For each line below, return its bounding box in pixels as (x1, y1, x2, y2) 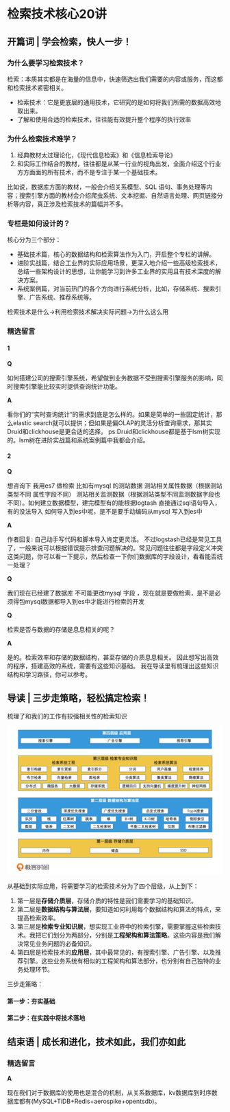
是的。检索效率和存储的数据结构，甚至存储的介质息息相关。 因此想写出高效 (7, 653, 219, 661)
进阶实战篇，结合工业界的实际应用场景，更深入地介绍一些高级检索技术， (16, 259, 221, 267)
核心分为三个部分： (7, 236, 62, 244)
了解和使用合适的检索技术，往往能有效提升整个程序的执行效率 (16, 115, 192, 124)
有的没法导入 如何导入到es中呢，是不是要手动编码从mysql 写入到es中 (7, 507, 203, 515)
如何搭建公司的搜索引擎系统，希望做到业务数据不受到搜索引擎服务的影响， (7, 374, 217, 382)
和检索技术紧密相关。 (7, 83, 67, 91)
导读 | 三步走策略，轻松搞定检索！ (7, 692, 150, 704)
